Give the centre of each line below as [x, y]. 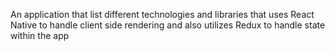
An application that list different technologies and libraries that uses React [162, 14]
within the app [40, 35]
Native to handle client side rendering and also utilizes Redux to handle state [168, 25]
